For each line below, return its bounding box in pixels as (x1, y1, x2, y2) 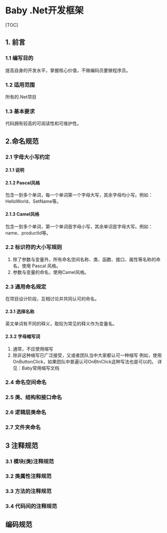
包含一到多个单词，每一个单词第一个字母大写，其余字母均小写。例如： (5, 192, 153, 198)
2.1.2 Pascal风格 (5, 179, 40, 186)
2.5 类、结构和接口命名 (5, 394, 62, 401)
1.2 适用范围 (5, 81, 35, 88)
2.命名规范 (5, 136, 39, 146)
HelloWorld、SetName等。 (5, 198, 61, 204)
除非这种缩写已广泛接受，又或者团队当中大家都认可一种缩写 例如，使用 (12, 352, 162, 358)
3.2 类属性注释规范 (5, 473, 52, 480)
